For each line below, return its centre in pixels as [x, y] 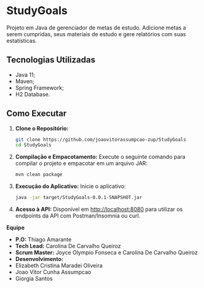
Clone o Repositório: [42, 128]
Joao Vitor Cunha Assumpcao [53, 272]
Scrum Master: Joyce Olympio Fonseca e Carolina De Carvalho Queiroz [107, 252]
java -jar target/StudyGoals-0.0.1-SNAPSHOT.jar [79, 198]
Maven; [25, 81]
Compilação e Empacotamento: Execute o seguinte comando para [100, 157]
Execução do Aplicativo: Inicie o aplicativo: [70, 186]
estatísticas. [22, 40]
